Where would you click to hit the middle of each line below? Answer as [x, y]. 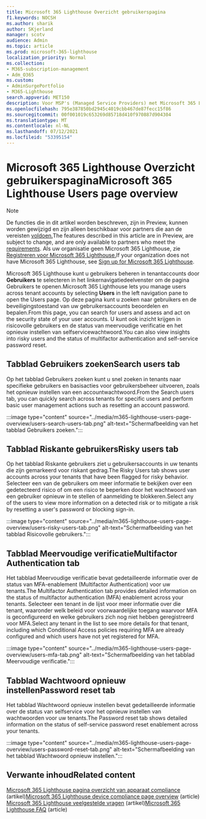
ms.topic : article [30, 47]
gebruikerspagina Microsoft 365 [90, 181]
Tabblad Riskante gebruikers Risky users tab [93, 449]
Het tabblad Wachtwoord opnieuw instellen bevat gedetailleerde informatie [101, 705]
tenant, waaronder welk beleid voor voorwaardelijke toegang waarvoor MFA [102, 611]
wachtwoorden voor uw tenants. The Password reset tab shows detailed [97, 718]
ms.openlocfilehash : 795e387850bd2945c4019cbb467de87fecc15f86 [89, 109]
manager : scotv [26, 35]
